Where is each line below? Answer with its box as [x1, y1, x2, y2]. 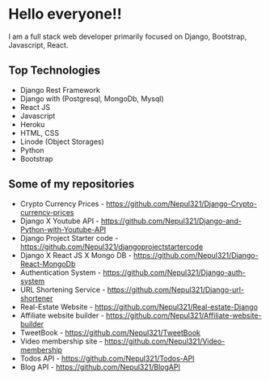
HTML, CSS [19, 128, 59, 137]
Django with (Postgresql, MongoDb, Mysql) [19, 94, 164, 103]
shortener [19, 293, 53, 303]
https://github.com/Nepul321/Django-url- [107, 285, 245, 294]
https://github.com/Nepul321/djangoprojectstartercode [19, 242, 204, 251]
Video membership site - [19, 336, 103, 346]
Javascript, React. [8, 40, 69, 49]
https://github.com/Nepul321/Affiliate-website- [106, 310, 262, 320]
